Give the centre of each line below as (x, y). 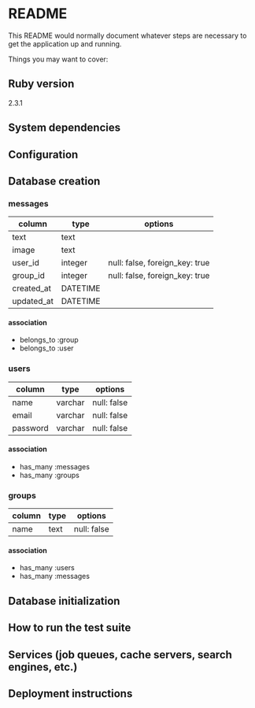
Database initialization (64, 601)
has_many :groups (50, 475)
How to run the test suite (70, 628)
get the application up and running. (65, 43)
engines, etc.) (43, 667)
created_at (32, 288)
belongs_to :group (49, 340)
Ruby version (41, 84)
